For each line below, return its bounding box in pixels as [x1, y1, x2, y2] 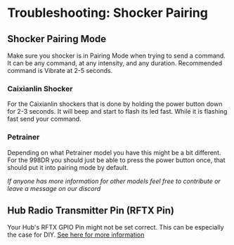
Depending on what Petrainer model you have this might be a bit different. [7, 148, 221, 157]
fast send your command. [7, 114, 82, 124]
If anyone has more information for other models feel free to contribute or [7, 177, 221, 185]
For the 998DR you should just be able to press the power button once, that [7, 156, 226, 164]
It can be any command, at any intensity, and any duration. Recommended [7, 59, 223, 67]
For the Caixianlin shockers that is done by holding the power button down [7, 100, 223, 108]
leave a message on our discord [7, 184, 101, 192]
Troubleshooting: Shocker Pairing [7, 5, 209, 21]
